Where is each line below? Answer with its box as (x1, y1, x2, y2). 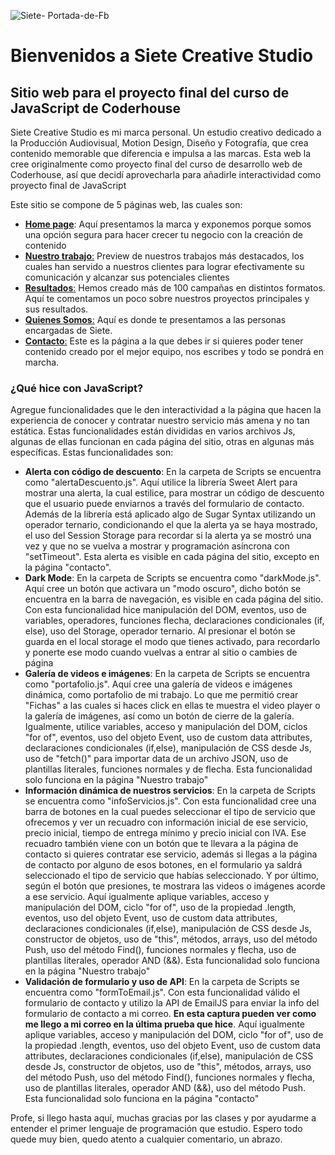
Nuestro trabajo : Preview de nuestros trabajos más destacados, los (24, 250, 305, 262)
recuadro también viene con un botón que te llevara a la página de (24, 838, 299, 850)
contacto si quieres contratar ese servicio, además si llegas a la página (24, 848, 318, 860)
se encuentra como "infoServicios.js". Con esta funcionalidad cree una (24, 795, 317, 807)
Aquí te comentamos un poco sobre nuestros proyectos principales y (24, 293, 310, 304)
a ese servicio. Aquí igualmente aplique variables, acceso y (24, 891, 270, 903)
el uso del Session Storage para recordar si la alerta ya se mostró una (24, 530, 312, 542)
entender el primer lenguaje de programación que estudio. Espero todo (10, 1123, 303, 1135)
